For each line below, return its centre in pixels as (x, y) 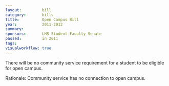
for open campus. (24, 68)
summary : (15, 29)
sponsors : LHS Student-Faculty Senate (54, 34)
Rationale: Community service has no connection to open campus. (76, 78)
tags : (11, 44)
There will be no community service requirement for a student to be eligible (85, 62)
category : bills (29, 15)
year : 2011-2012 (34, 24)
